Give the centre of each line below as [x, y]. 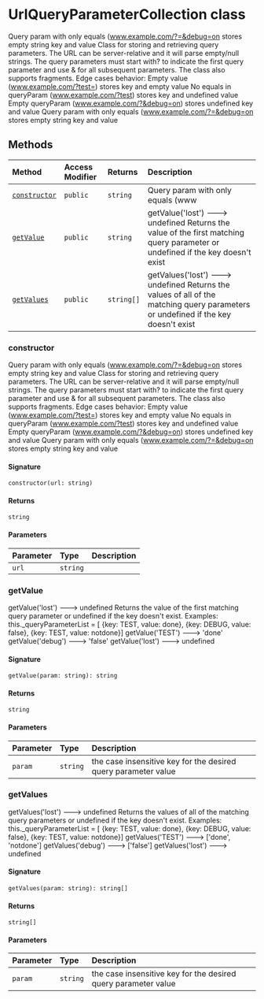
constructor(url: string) [50, 483]
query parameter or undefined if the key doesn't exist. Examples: [113, 615]
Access [78, 167]
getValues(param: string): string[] [68, 889]
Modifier [81, 176]
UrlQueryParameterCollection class [127, 15]
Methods [31, 145]
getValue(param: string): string [63, 676]
